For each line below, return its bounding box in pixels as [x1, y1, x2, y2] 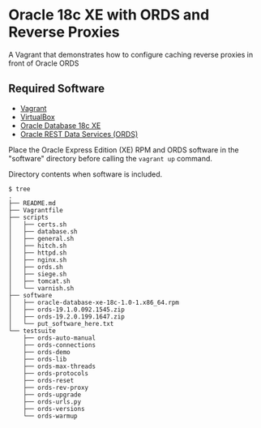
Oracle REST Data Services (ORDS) [19, 129, 139, 139]
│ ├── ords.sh [8, 263, 63, 271]
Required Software [8, 82, 105, 96]
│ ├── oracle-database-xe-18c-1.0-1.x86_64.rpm [8, 298, 180, 306]
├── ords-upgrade [23, 391, 82, 399]
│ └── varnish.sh [8, 284, 75, 293]
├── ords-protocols [23, 369, 89, 378]
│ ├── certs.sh [8, 220, 67, 229]
